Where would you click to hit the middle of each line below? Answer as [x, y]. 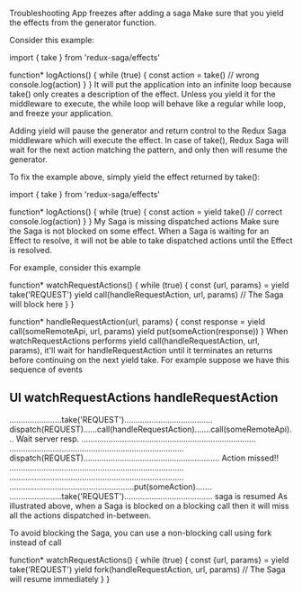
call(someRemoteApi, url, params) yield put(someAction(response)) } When [149, 331]
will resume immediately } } [60, 579]
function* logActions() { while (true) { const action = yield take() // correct [146, 212]
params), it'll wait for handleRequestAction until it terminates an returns [141, 350]
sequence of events [46, 369]
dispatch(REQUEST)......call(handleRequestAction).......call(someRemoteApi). [151, 429]
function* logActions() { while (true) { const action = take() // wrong [134, 75]
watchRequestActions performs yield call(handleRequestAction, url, [135, 341]
